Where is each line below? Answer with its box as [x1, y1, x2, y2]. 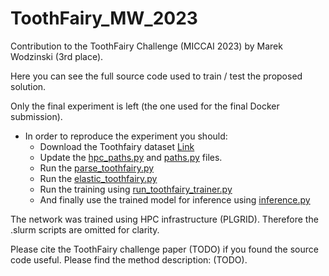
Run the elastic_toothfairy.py [39, 172, 158, 184]
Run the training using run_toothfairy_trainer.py [39, 183, 233, 195]
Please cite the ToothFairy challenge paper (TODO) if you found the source [10, 243, 319, 255]
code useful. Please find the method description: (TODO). [10, 253, 248, 266]
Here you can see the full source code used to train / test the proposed [10, 70, 303, 82]
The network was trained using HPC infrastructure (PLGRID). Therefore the [10, 213, 319, 225]
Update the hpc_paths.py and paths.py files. [39, 151, 223, 163]
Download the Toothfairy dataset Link [39, 140, 195, 152]
